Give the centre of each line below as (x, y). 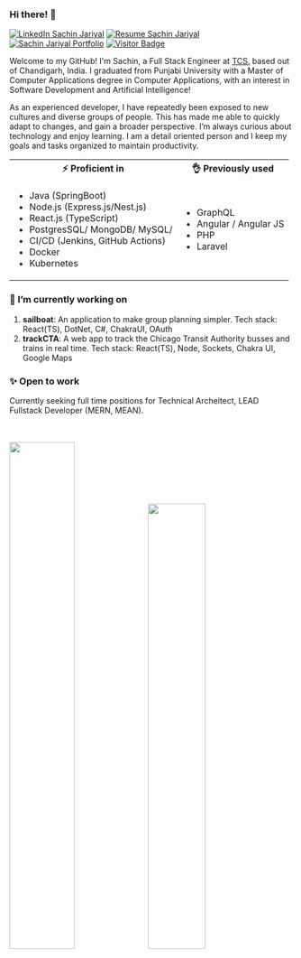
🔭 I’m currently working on (68, 300)
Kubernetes (54, 264)
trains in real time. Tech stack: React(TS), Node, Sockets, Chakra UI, (149, 348)
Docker (45, 252)
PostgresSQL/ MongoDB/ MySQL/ (101, 229)
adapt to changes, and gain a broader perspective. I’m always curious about (150, 126)
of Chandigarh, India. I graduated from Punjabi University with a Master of (146, 70)
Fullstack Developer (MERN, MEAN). (77, 410)
